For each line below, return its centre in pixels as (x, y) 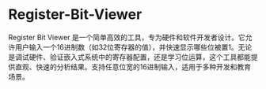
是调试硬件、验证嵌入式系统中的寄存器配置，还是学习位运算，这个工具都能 (129, 57)
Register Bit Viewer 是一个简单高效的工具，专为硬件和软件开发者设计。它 (127, 37)
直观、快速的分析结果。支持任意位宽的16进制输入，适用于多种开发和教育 (133, 67)
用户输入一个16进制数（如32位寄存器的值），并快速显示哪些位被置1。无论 (133, 47)
